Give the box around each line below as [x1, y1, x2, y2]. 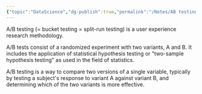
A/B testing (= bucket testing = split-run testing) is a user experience [6, 25, 177, 33]
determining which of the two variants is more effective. [6, 81, 145, 88]
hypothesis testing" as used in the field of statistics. [6, 56, 135, 63]
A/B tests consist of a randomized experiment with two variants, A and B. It [6, 43, 192, 51]
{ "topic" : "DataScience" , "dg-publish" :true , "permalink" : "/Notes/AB [6, 8, 176, 15]
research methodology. [6, 31, 64, 39]
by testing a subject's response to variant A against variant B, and [6, 74, 170, 81]
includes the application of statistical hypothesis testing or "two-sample [6, 49, 185, 57]
